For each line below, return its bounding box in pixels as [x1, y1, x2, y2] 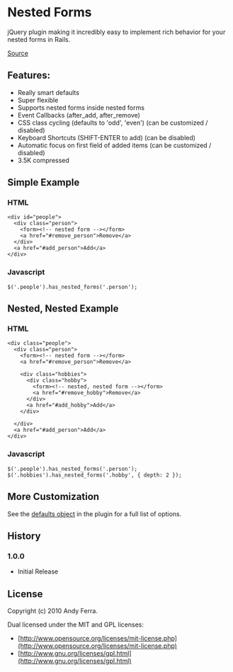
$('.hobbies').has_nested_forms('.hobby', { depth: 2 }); [7, 472, 182, 479]
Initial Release [17, 567, 59, 576]
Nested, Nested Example [7, 302, 119, 315]
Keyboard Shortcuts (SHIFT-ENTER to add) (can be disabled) [17, 133, 196, 142]
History [7, 530, 41, 542]
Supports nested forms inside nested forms [17, 103, 145, 112]
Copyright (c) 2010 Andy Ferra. [7, 607, 98, 615]
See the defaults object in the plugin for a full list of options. [7, 509, 182, 518]
